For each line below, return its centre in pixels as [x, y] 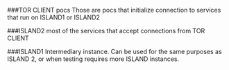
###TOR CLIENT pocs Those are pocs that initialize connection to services [114, 10]
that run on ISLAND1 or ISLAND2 [54, 17]
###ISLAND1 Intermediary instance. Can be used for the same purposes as [114, 52]
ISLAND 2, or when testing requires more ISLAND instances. [93, 59]
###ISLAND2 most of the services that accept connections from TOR [106, 31]
